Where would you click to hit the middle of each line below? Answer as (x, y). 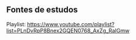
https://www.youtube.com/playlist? (71, 24)
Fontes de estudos (42, 10)
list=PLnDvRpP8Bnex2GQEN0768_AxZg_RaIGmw (68, 30)
